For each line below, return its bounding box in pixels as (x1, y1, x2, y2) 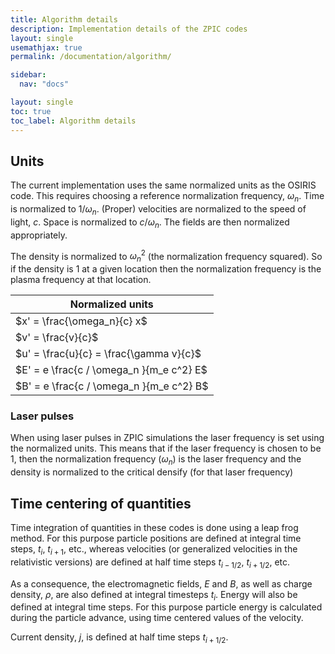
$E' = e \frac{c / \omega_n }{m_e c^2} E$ (15, 363, 208, 377)
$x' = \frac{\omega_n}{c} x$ (15, 314, 148, 328)
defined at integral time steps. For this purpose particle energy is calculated (10, 601, 323, 613)
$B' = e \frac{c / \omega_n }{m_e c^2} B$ (15, 379, 209, 393)
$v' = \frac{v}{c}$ (15, 331, 99, 345)
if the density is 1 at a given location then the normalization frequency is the (10, 263, 322, 275)
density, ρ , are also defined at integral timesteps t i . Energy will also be (10, 588, 298, 603)
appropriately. (10, 229, 68, 241)
